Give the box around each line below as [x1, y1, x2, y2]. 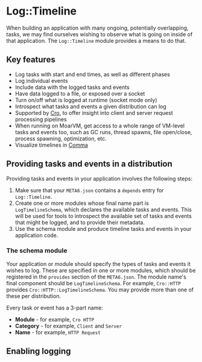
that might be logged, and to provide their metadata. [14, 219, 145, 226]
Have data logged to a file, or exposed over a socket [14, 89, 145, 97]
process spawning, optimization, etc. [14, 135, 107, 142]
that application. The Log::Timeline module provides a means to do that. [6, 37, 186, 44]
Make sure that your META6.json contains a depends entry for [14, 186, 164, 194]
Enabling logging [6, 346, 71, 357]
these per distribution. [6, 292, 62, 300]
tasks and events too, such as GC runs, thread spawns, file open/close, [14, 128, 192, 135]
